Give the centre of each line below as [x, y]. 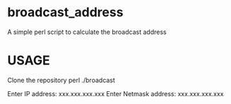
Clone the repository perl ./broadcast [61, 80]
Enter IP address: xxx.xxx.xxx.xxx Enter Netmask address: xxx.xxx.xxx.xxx [115, 93]
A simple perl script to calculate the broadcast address [87, 32]
